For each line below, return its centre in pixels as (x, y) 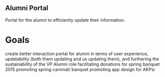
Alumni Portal (27, 8)
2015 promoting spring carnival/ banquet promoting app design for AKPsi (80, 69)
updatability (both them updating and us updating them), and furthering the (82, 59)
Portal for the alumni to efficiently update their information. (65, 20)
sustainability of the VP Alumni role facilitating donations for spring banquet (82, 64)
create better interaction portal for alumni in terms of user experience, (77, 53)
